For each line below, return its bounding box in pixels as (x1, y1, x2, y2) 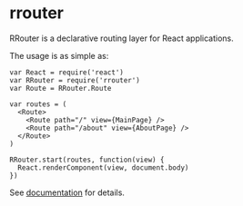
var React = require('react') (9, 67, 125, 77)
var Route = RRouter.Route (9, 83, 112, 93)
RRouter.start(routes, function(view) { (9, 155, 166, 164)
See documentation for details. (9, 187, 126, 198)
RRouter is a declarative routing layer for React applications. (9, 33, 234, 44)
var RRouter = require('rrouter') (9, 75, 141, 84)
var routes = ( (9, 99, 67, 109)
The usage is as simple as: (9, 50, 109, 61)
